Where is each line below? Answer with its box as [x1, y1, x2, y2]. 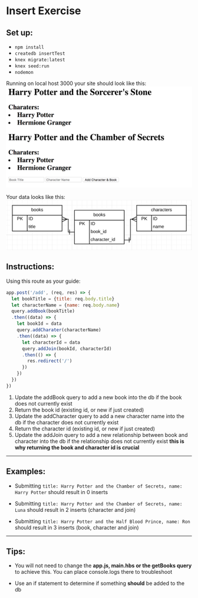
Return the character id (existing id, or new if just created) [14, 425, 155, 432]
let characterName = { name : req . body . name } [11, 302, 120, 308]
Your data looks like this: [6, 193, 66, 200]
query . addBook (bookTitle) [11, 308, 75, 314]
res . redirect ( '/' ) [27, 358, 72, 364]
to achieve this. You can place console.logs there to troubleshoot [14, 568, 173, 576]
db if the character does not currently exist [14, 419, 119, 426]
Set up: [6, 28, 34, 38]
